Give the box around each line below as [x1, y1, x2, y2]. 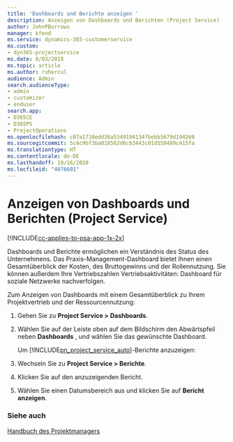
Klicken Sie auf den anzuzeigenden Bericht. [17, 372, 143, 381]
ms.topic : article [7, 62, 61, 69]
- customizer [7, 95, 45, 102]
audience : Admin [7, 75, 54, 82]
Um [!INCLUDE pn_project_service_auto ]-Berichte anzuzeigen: [17, 346, 196, 354]
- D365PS [7, 120, 33, 128]
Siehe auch [7, 411, 47, 420]
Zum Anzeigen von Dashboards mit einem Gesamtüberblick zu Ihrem [7, 290, 205, 298]
